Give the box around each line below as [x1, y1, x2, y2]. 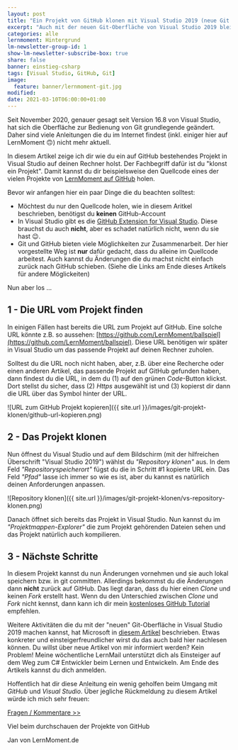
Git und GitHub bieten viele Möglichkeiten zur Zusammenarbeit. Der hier [17, 240, 229, 248]
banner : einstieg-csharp [7, 63, 81, 70]
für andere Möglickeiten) [17, 270, 90, 278]
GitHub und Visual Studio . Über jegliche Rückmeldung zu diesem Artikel [7, 687, 217, 695]
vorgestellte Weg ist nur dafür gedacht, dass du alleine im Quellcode [17, 247, 218, 255]
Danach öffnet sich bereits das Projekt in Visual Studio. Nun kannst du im [7, 515, 221, 523]
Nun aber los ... [7, 284, 52, 291]
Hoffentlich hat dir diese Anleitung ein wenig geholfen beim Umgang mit [7, 680, 217, 688]
